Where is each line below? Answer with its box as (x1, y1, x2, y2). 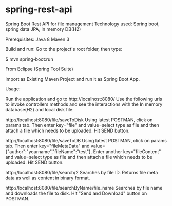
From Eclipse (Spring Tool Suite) (5, 66, 73, 72)
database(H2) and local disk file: (5, 106, 74, 113)
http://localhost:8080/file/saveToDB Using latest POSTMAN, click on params (5, 137, 167, 143)
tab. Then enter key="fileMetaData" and (5, 143, 90, 149)
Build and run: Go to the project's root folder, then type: (5, 46, 123, 52)
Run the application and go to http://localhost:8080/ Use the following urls (5, 96, 163, 102)
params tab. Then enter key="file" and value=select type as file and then (5, 122, 159, 128)
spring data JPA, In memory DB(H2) (5, 26, 81, 32)
